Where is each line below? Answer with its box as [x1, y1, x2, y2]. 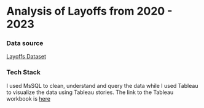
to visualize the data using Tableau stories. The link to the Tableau [6, 88, 174, 96]
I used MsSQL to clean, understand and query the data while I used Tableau [6, 82, 198, 89]
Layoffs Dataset [6, 53, 46, 60]
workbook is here [6, 95, 51, 102]
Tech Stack [6, 68, 41, 77]
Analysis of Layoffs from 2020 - [6, 4, 173, 18]
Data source [6, 39, 44, 48]
